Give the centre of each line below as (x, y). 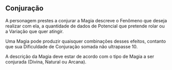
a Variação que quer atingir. (35, 31)
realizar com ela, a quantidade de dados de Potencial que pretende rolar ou (85, 26)
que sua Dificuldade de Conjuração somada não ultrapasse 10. (71, 46)
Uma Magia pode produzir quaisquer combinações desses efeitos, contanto (85, 41)
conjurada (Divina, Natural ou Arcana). (46, 62)
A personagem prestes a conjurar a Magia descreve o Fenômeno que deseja (86, 20)
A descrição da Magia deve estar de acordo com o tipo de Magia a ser (80, 56)
